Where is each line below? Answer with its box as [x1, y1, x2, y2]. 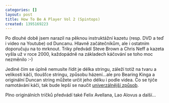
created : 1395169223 [5, 21, 49, 27]
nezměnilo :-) [5, 56, 33, 63]
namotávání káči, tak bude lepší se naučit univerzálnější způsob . [5, 82, 139, 88]
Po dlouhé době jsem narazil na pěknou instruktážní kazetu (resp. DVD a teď [5, 35, 164, 41]
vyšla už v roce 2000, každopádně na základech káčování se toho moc [5, 51, 153, 57]
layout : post [5, 12, 33, 17]
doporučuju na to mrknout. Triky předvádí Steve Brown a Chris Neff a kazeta [5, 46, 164, 52]
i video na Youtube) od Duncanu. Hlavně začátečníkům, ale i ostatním [5, 41, 150, 47]
